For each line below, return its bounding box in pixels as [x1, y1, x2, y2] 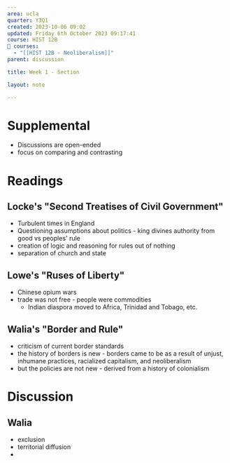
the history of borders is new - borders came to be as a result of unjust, [17, 349, 224, 358]
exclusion [17, 436, 45, 444]
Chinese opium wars [17, 288, 77, 297]
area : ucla [7, 10, 39, 18]
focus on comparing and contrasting [17, 148, 123, 156]
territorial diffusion [17, 443, 71, 451]
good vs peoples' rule [17, 234, 80, 243]
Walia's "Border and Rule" [7, 323, 124, 335]
